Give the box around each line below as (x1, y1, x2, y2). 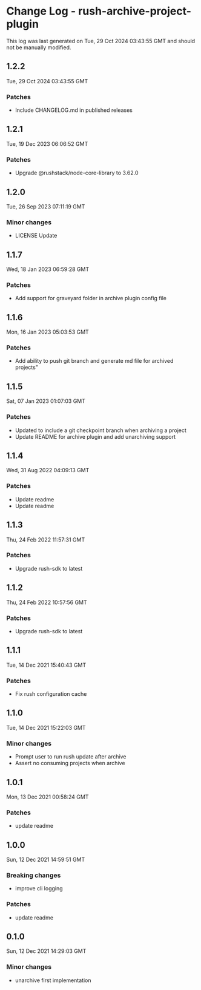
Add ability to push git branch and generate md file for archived (15, 357, 174, 365)
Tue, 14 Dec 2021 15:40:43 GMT (6, 661, 87, 669)
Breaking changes (6, 871, 61, 879)
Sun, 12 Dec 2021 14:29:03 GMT (6, 947, 87, 955)
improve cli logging (15, 885, 63, 892)
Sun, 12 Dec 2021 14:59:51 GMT (6, 856, 85, 864)
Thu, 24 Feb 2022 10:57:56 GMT (6, 599, 88, 606)
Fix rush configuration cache (15, 690, 87, 698)
